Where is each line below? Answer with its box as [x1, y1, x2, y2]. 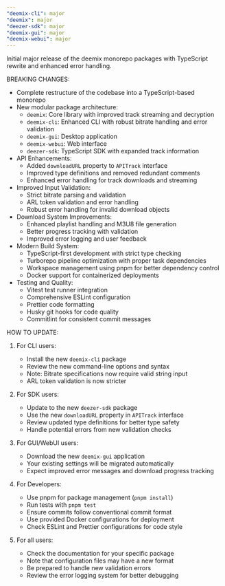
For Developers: [16, 480, 62, 488]
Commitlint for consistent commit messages [26, 315, 152, 323]
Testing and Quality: [16, 279, 73, 287]
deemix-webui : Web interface [26, 140, 107, 148]
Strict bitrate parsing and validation [26, 191, 126, 199]
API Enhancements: [16, 154, 72, 162]
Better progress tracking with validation [26, 228, 139, 236]
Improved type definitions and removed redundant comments [26, 169, 200, 177]
